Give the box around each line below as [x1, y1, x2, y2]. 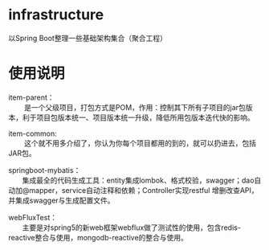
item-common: [8, 129, 58, 138]
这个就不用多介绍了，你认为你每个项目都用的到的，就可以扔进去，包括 [23, 138, 257, 148]
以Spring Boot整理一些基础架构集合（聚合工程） [8, 33, 167, 43]
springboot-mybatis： [8, 165, 81, 174]
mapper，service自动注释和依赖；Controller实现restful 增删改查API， [29, 185, 259, 195]
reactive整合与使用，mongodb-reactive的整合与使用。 [8, 232, 189, 242]
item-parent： [8, 92, 55, 102]
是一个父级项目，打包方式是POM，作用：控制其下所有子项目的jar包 [23, 102, 247, 112]
